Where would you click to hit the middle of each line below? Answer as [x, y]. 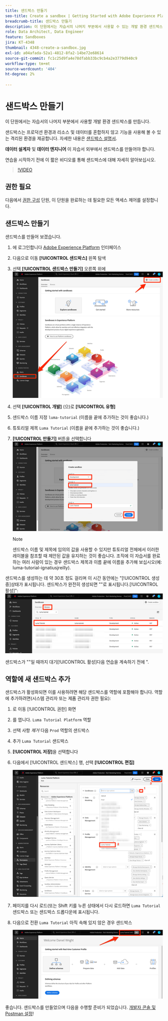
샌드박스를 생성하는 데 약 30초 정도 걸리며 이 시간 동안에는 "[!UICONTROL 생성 [82, 578]
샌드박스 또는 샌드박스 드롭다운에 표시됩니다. [56, 912]
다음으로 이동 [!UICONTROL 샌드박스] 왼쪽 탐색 [59, 258]
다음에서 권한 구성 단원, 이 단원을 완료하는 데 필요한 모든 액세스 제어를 [73, 200]
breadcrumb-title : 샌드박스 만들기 [38, 21]
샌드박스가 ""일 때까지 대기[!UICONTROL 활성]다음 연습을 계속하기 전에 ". [77, 662]
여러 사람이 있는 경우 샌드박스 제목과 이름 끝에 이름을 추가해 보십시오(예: [92, 562]
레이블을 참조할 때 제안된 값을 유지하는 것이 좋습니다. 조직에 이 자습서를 [82, 556]
